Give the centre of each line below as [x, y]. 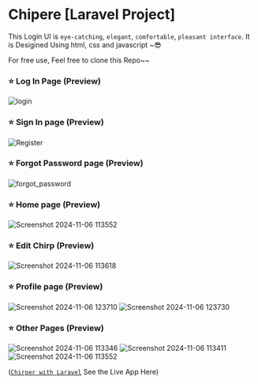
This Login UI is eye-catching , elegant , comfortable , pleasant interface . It [129, 36]
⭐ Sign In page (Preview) [56, 122]
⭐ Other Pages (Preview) [56, 328]
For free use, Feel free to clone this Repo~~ [79, 60]
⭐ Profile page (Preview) [56, 287]
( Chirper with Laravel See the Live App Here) [84, 372]
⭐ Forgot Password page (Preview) [76, 164]
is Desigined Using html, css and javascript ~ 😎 [85, 44]
